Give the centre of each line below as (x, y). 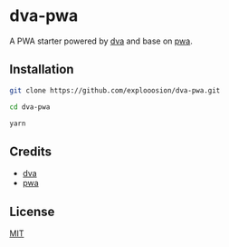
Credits (31, 151)
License (32, 211)
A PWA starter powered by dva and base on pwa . (101, 41)
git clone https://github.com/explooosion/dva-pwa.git (115, 90)
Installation (42, 69)
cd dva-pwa (30, 107)
